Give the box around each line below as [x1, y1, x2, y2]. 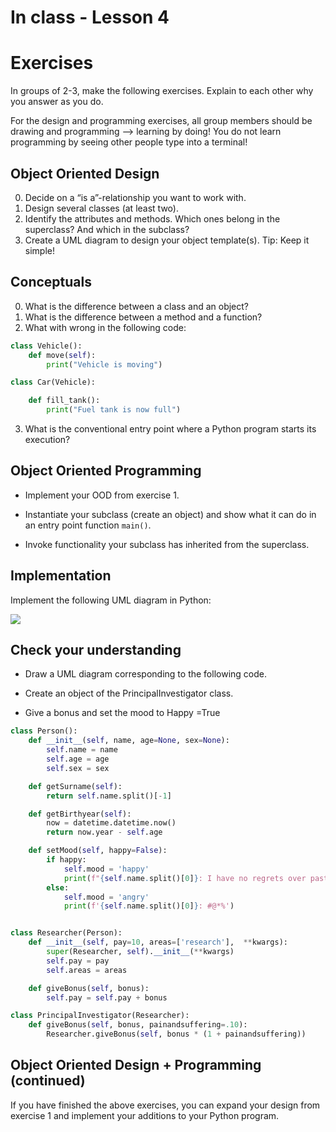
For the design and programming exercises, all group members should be [10, 115, 313, 127]
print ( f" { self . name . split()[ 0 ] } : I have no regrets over [63, 873, 307, 883]
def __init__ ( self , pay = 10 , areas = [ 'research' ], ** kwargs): [28, 937, 288, 948]
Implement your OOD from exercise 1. [24, 489, 180, 501]
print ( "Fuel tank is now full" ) [46, 405, 182, 415]
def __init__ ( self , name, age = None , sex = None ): [28, 736, 230, 746]
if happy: [46, 855, 87, 865]
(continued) [10, 1072, 86, 1090]
